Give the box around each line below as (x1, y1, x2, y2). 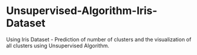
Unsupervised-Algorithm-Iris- (6, 4, 158, 18)
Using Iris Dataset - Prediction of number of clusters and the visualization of (6, 36, 192, 43)
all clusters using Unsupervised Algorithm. (6, 42, 109, 49)
